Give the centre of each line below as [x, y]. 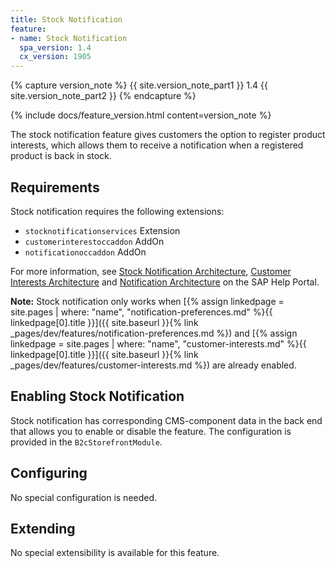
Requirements [55, 187]
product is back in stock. [61, 156]
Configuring [49, 473]
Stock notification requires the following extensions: [117, 211]
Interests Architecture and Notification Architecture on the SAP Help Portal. [165, 282]
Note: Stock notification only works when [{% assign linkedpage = [147, 301]
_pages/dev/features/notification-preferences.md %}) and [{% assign [154, 333]
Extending [43, 528]
